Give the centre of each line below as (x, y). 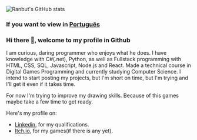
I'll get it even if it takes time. (41, 84)
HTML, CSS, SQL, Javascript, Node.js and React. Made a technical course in (98, 65)
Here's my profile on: (31, 113)
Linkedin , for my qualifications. (52, 125)
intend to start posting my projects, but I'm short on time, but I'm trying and (97, 78)
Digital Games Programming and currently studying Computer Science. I (94, 72)
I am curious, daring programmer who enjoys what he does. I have (86, 53)
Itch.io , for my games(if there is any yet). (64, 131)
